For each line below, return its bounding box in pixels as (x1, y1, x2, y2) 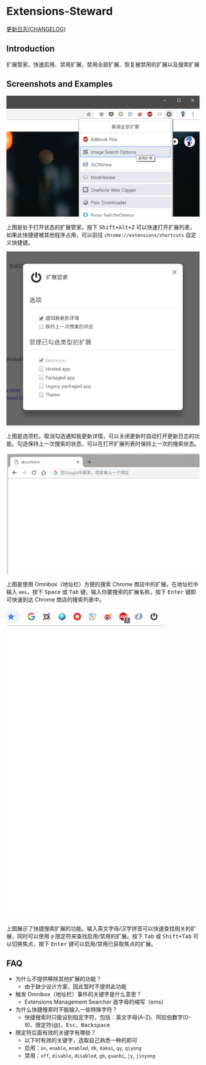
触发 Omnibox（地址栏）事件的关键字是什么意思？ (15, 991, 142, 998)
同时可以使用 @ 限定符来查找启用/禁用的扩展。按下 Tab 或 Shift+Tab (17, 932, 192, 940)
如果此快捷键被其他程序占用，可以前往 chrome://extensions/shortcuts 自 (6, 231, 191, 238)
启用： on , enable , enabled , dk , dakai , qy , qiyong (24, 1044, 142, 1051)
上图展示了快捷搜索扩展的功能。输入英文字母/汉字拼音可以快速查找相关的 (6, 924, 191, 932)
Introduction (6, 44, 55, 54)
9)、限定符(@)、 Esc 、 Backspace (24, 1021, 110, 1029)
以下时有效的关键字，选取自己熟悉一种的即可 (24, 1037, 138, 1044)
